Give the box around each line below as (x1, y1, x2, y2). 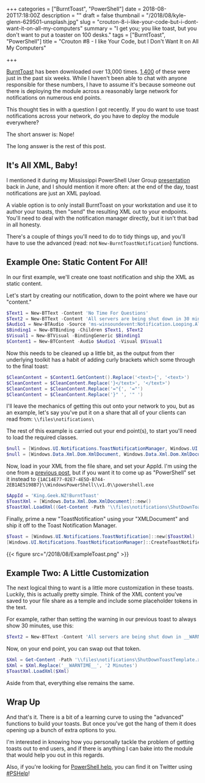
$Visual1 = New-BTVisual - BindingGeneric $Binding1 (6, 333, 140, 339)
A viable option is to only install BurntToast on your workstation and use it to (6, 201, 198, 209)
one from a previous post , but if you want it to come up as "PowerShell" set (6, 469, 196, 476)
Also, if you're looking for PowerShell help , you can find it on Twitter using (6, 763, 193, 770)
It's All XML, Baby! (6, 160, 78, 171)
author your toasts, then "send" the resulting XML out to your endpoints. (6, 208, 188, 215)
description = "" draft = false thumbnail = (41, 12, 145, 19)
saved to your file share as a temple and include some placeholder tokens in (6, 597, 198, 605)
